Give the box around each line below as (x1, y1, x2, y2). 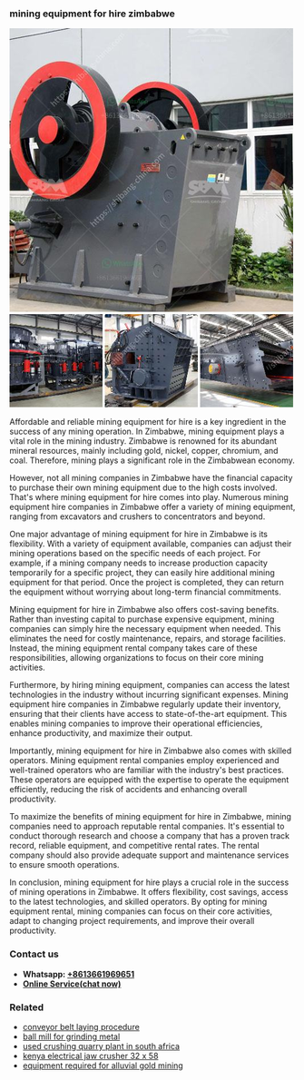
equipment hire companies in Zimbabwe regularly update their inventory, (9, 699, 281, 710)
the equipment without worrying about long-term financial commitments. (9, 586, 281, 597)
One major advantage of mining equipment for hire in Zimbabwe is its (9, 529, 269, 540)
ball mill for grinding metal (22, 1031, 121, 1042)
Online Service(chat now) (22, 978, 122, 989)
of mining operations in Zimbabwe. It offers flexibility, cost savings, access (9, 887, 289, 898)
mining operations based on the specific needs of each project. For (9, 548, 261, 559)
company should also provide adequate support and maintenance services (9, 849, 289, 860)
